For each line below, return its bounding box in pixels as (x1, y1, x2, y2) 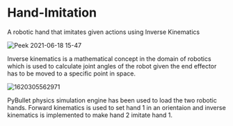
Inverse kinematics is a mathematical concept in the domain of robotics (7, 54, 211, 63)
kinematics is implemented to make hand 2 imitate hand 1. (7, 111, 172, 119)
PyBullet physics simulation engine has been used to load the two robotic (7, 96, 217, 105)
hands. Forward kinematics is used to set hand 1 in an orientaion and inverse (7, 103, 226, 111)
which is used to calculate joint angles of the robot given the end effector (7, 62, 217, 70)
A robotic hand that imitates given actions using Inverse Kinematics (7, 28, 200, 36)
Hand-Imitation (7, 5, 97, 21)
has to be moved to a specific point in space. (7, 69, 136, 78)
